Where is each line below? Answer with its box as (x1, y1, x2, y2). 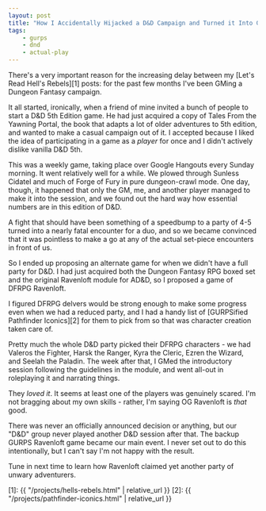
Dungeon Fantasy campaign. (8, 87, 102, 96)
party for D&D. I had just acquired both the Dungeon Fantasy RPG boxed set (8, 267, 256, 276)
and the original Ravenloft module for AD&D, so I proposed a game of (8, 275, 234, 284)
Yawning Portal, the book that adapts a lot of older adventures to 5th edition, (8, 120, 257, 129)
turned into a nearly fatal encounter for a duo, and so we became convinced (8, 226, 257, 235)
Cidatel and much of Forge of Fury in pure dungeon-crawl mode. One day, (8, 177, 251, 186)
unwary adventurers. (8, 470, 77, 479)
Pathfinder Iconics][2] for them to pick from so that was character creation (8, 316, 252, 325)
